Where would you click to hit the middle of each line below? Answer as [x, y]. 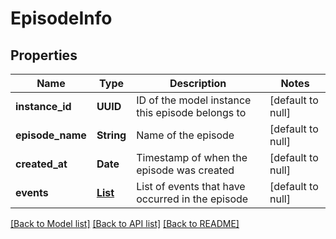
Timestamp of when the [192, 157]
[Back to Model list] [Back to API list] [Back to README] [125, 223]
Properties [44, 55]
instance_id [43, 106]
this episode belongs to [191, 112]
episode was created [185, 170]
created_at [41, 164]
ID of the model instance [194, 100]
